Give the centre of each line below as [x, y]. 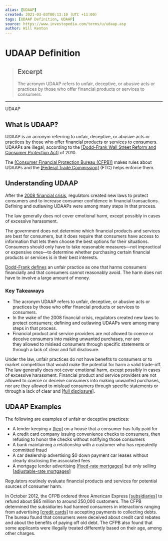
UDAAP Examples [33, 407]
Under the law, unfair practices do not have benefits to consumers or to [79, 359]
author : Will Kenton [27, 29]
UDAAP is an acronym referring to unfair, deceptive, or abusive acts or [78, 136]
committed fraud [29, 450]
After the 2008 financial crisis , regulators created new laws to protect [77, 195]
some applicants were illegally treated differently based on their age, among [83, 528]
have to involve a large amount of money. [47, 278]
